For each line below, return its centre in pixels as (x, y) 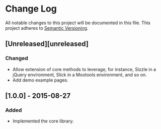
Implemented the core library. (43, 121)
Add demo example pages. (41, 80)
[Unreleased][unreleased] (47, 44)
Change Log (31, 9)
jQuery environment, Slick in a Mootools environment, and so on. (79, 75)
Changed (17, 58)
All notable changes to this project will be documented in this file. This (78, 23)
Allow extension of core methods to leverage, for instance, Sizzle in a (84, 69)
